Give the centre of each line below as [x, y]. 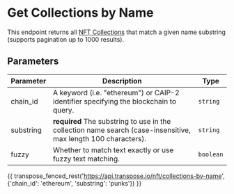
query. [63, 110]
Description [122, 81]
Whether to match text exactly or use [113, 149]
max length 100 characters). [99, 138]
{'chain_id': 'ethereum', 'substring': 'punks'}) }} [75, 183]
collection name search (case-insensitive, [122, 130]
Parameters [33, 62]
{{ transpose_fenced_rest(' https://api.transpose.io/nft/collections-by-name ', [116, 176]
